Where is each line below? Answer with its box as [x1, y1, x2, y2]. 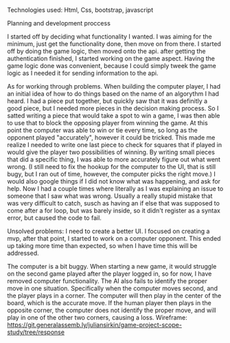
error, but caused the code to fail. [7, 214, 102, 222]
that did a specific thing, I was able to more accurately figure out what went [7, 155, 221, 164]
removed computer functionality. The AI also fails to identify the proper [7, 277, 208, 285]
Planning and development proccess [7, 19, 111, 27]
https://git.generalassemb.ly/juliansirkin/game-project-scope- [7, 321, 182, 329]
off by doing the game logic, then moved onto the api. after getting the [7, 47, 206, 55]
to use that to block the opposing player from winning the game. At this [7, 119, 208, 126]
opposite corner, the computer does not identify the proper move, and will [7, 306, 216, 314]
